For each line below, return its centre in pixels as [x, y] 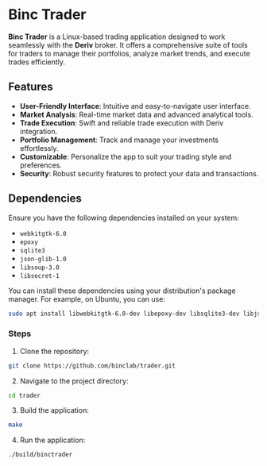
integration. [39, 131]
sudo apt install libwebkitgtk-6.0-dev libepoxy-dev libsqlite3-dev [124, 314]
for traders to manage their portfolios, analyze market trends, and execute [129, 53]
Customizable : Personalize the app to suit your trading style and [126, 156]
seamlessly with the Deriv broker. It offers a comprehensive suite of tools [128, 44]
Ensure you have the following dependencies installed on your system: [124, 218]
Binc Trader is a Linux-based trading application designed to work [117, 37]
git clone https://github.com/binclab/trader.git [92, 366]
